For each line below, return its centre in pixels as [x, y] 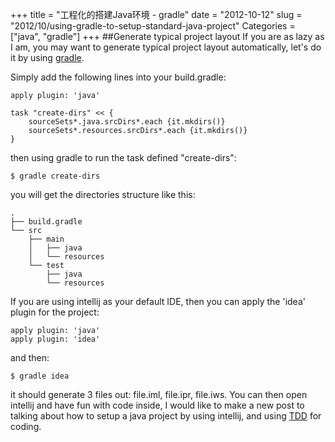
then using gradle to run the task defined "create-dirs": [123, 157]
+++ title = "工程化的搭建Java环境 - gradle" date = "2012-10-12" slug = [156, 14]
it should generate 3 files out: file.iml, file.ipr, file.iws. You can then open [159, 394]
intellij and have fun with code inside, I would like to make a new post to [157, 405]
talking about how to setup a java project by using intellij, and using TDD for [166, 416]
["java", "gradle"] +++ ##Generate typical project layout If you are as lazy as [167, 36]
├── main [46, 239]
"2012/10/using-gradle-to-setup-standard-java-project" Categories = [153, 26]
